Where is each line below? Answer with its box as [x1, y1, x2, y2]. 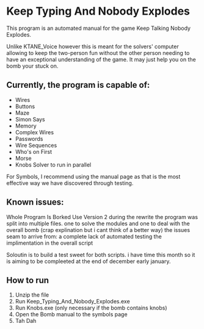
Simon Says [15, 115, 45, 123]
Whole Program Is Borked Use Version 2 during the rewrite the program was [6, 213, 199, 220]
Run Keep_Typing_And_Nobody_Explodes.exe [15, 298, 130, 305]
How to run [6, 275, 49, 285]
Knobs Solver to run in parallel [15, 161, 92, 168]
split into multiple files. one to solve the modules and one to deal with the [6, 220, 191, 227]
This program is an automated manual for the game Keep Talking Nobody [6, 24, 191, 32]
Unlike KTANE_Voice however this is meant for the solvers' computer [6, 43, 179, 50]
